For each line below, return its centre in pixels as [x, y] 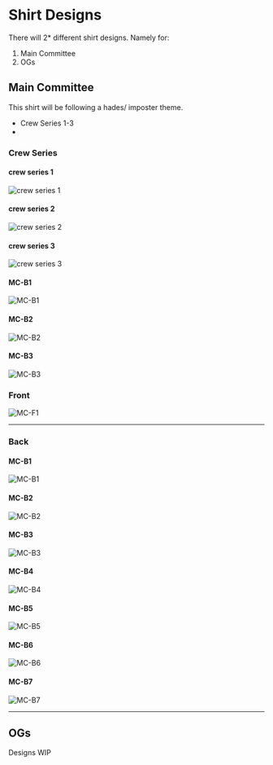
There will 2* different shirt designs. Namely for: [89, 37]
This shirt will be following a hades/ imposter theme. [96, 107]
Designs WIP [30, 753]
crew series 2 [32, 209]
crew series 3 [32, 245]
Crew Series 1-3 [47, 123]
